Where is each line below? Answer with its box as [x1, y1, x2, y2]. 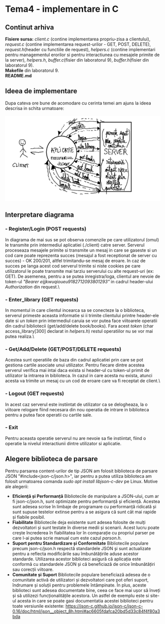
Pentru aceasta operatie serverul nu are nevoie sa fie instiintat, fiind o [5, 435, 146, 441]
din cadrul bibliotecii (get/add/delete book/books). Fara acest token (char [5, 323, 154, 328]
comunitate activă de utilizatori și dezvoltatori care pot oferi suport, [12, 577, 149, 583]
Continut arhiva [5, 23, 54, 32]
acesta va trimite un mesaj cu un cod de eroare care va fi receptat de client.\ [5, 378, 161, 384]
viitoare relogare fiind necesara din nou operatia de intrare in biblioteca [5, 406, 149, 412]
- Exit [5, 424, 18, 431]
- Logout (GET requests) [5, 390, 65, 397]
